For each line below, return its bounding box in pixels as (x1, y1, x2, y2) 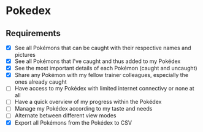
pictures (14, 51, 36, 59)
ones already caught (14, 78, 67, 86)
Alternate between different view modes (14, 112, 117, 119)
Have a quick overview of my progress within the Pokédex (14, 98, 162, 106)
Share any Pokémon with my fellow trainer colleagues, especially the (14, 71, 188, 79)
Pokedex (6, 4, 52, 18)
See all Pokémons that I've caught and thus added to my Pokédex (14, 57, 181, 65)
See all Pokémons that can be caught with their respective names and (14, 44, 191, 51)
